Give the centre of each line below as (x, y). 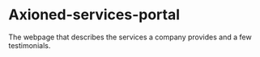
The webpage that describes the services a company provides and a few (130, 37)
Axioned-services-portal (94, 15)
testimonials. (30, 45)
